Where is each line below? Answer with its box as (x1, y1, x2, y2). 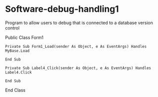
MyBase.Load (5, 48, 30, 53)
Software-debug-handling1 (5, 3, 119, 15)
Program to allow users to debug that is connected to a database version (5, 20, 153, 26)
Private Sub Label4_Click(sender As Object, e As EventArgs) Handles (5, 65, 152, 70)
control (5, 25, 20, 31)
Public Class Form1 (5, 34, 43, 40)
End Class (5, 87, 26, 93)
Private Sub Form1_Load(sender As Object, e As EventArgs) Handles (5, 44, 147, 49)
